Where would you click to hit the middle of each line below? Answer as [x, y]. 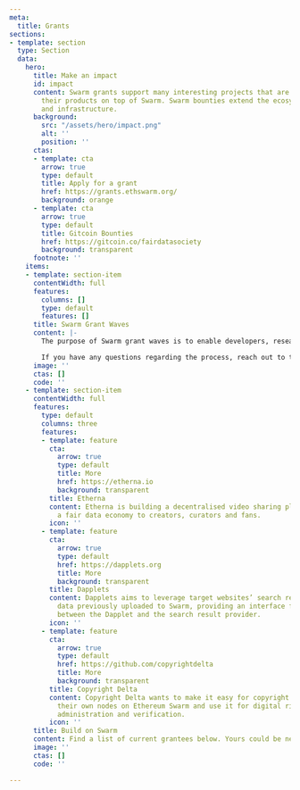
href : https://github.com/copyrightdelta [135, 665]
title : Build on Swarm [75, 731]
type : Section [43, 51]
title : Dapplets [79, 590]
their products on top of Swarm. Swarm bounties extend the [155, 100]
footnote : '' [57, 258]
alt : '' [55, 134]
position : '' [66, 142]
